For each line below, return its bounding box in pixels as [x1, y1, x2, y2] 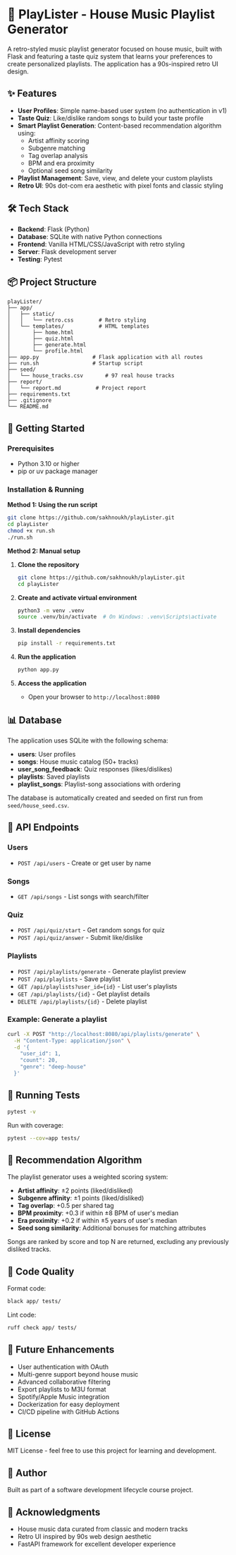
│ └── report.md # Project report [7, 384, 147, 392]
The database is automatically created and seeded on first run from [7, 793, 203, 802]
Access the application [17, 679, 87, 688]
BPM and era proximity [27, 159, 95, 167]
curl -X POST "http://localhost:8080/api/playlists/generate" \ [7, 1030, 200, 1037]
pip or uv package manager [17, 467, 99, 475]
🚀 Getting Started [7, 422, 85, 434]
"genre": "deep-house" [20, 1063, 87, 1071]
